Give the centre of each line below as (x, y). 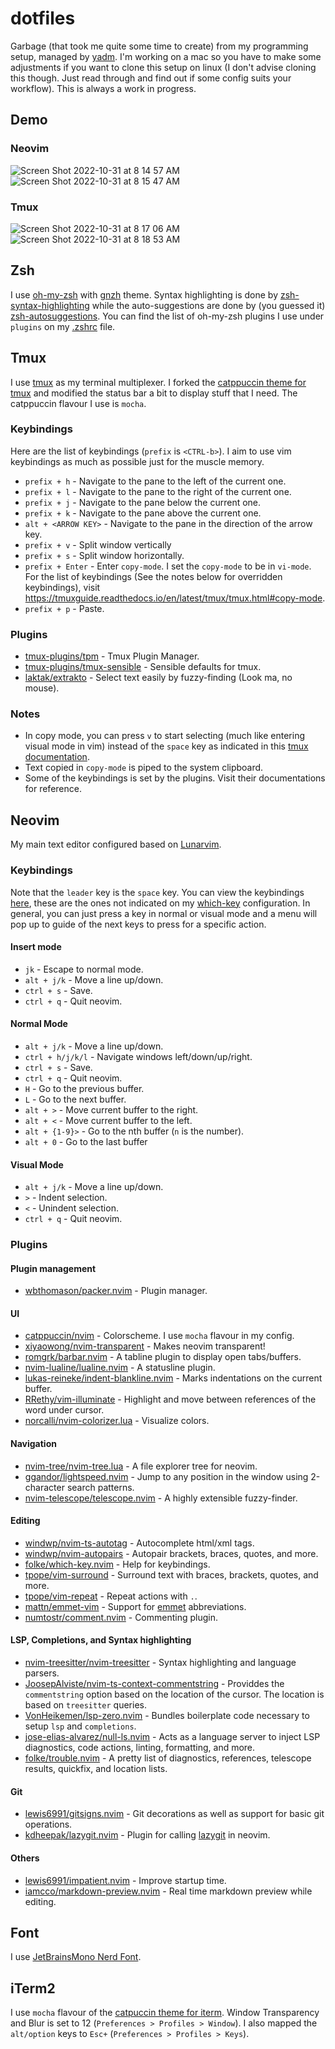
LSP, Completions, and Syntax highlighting (101, 1640)
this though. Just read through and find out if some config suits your (151, 78)
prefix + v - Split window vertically (98, 544)
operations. (48, 1824)
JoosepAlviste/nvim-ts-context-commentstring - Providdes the (154, 1684)
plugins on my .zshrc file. (63, 326)
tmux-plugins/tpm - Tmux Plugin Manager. (112, 656)
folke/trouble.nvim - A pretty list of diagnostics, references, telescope (168, 1758)
